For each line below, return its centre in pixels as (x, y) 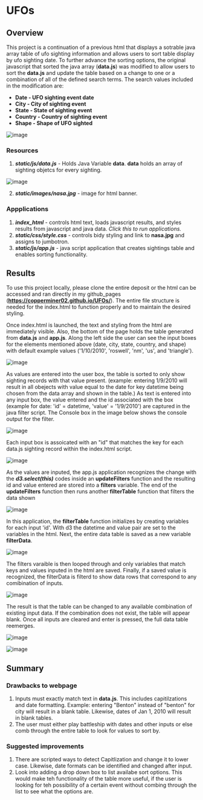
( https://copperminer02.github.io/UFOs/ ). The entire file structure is (93, 301)
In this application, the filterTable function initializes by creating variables (98, 521)
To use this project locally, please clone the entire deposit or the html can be (101, 288)
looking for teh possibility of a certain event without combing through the (106, 785)
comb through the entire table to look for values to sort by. (88, 731)
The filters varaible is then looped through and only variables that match (96, 564)
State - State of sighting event (53, 110)
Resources (22, 150)
